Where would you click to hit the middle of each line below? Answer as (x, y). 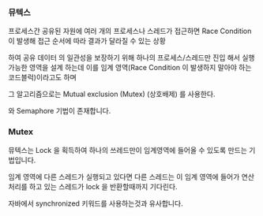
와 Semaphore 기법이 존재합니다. (60, 111)
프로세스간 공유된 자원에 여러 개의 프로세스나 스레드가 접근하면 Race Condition (130, 31)
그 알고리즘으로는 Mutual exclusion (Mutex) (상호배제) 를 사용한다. (112, 94)
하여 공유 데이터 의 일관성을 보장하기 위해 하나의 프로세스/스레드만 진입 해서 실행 (131, 58)
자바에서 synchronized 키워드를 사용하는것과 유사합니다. (96, 203)
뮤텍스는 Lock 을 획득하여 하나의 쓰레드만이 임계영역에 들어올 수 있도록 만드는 (128, 150)
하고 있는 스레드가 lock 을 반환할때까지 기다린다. (103, 186)
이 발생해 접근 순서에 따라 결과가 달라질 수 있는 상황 (87, 41)
